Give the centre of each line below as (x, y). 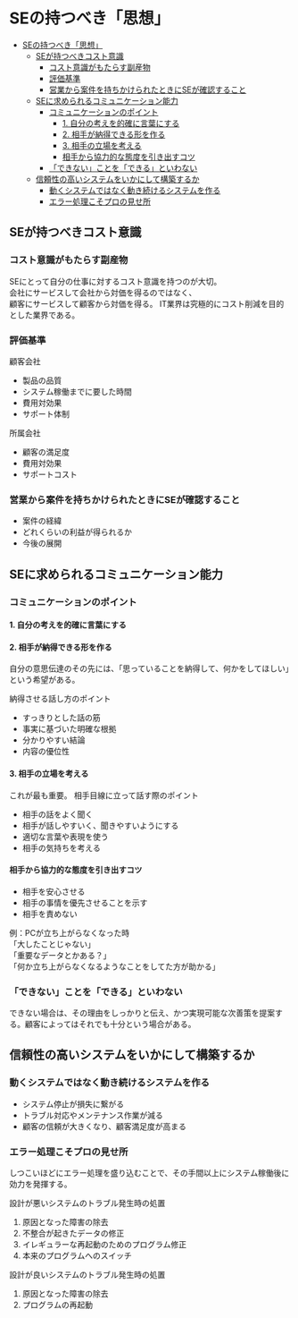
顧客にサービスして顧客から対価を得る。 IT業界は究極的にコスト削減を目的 (147, 303)
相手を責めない (50, 914)
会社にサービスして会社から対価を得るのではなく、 (103, 293)
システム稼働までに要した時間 (77, 391)
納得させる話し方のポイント (60, 699)
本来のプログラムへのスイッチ (77, 1256)
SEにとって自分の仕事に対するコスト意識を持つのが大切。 (116, 281)
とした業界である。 (45, 315)
